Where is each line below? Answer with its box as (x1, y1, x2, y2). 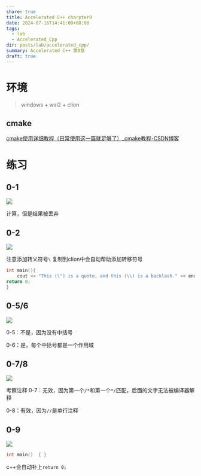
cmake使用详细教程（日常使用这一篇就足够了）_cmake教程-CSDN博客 (6, 135, 179, 142)
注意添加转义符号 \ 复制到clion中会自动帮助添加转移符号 (6, 255, 143, 263)
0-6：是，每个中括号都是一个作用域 (6, 341, 94, 349)
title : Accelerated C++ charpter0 (6, 14, 93, 20)
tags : (6, 25, 20, 32)
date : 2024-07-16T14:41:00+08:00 (6, 20, 90, 26)
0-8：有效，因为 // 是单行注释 (6, 407, 79, 414)
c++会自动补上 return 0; (6, 463, 67, 470)
